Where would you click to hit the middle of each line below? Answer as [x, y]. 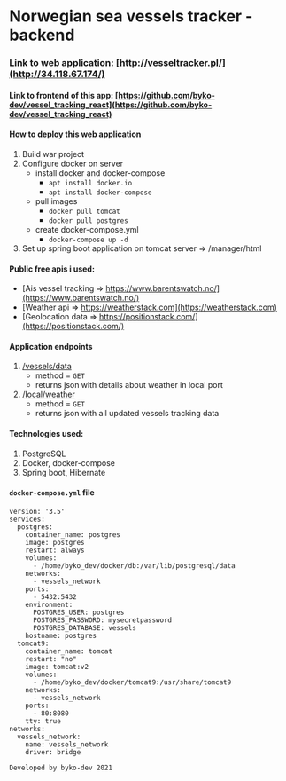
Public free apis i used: [52, 269]
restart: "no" [51, 659]
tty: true [43, 721]
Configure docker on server [73, 163]
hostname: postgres [61, 635]
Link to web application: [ [65, 63]
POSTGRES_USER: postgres [78, 612]
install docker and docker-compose [100, 173]
